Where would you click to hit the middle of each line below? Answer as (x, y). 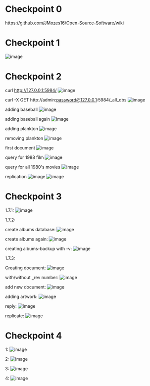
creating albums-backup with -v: (39, 248)
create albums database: (30, 229)
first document (20, 147)
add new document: (25, 287)
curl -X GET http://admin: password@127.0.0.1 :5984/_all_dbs (66, 99)
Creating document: (25, 268)
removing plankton (24, 138)
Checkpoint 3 (33, 196)
